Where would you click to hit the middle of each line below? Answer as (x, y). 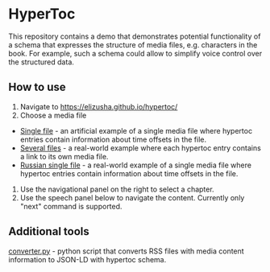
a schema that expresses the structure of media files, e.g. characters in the (133, 44)
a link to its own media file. (64, 156)
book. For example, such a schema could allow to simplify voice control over (135, 53)
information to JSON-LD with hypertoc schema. (87, 259)
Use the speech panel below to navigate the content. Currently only (132, 197)
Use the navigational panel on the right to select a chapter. (117, 189)
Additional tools (49, 231)
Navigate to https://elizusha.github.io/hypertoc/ (99, 106)
